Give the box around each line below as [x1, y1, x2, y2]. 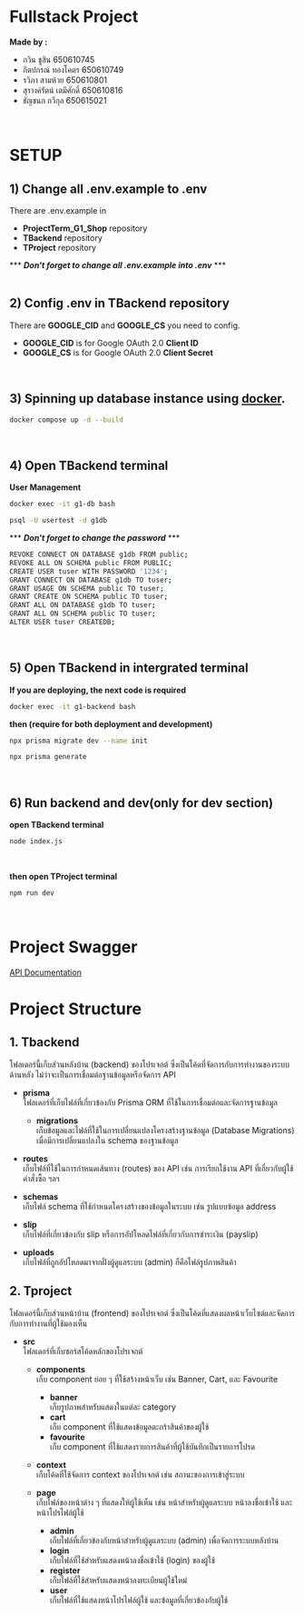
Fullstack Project [9, 6, 139, 27]
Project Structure [9, 999, 142, 1019]
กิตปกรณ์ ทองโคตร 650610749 [22, 64, 124, 75]
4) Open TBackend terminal [9, 457, 169, 474]
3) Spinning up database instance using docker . [9, 391, 286, 406]
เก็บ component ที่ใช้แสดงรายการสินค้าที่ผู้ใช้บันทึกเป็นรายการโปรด [49, 1441, 256, 1451]
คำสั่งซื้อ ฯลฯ [22, 1172, 61, 1183]
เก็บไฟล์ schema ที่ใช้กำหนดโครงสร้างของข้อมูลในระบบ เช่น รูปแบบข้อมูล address [22, 1201, 277, 1211]
